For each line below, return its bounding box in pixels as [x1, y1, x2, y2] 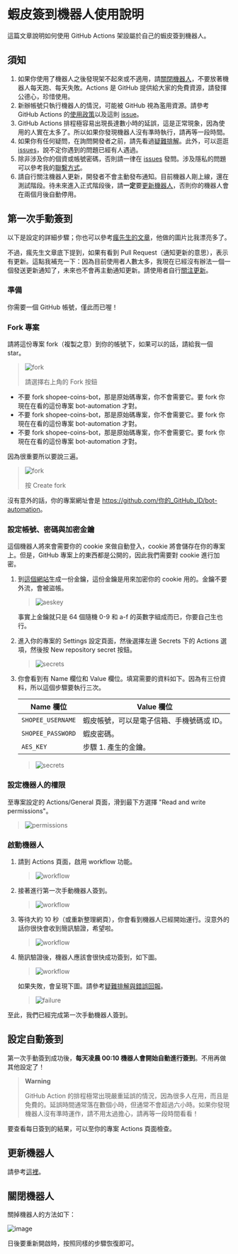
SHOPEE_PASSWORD [21, 729, 76, 738]
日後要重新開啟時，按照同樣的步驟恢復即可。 [7, 1239, 138, 1248]
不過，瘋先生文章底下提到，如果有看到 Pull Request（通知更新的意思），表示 [7, 248, 229, 257]
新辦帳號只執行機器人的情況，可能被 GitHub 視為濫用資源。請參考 [17, 101, 210, 109]
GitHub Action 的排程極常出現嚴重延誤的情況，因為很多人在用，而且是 [24, 1091, 229, 1100]
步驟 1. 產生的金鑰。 [82, 742, 150, 752]
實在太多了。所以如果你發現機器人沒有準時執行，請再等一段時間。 [36, 127, 229, 136]
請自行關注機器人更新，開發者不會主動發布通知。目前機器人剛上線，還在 [17, 172, 229, 181]
